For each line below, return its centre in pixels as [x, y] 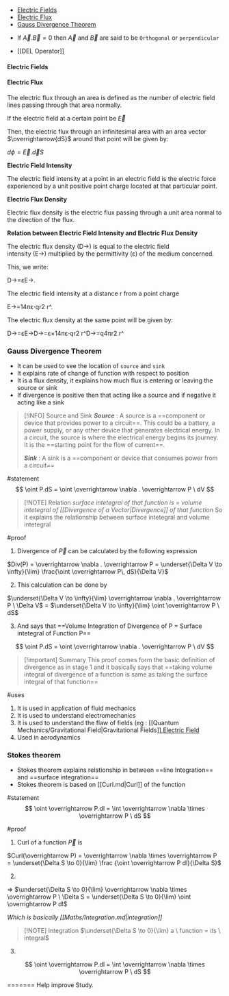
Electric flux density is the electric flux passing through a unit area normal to [114, 212]
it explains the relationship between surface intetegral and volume [117, 518]
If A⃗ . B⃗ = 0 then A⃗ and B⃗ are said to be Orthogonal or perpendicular [118, 38]
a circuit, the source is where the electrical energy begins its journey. [121, 437]
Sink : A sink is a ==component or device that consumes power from [121, 458]
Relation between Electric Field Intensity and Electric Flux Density [103, 233]
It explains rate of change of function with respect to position [103, 374]
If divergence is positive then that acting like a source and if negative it [117, 395]
